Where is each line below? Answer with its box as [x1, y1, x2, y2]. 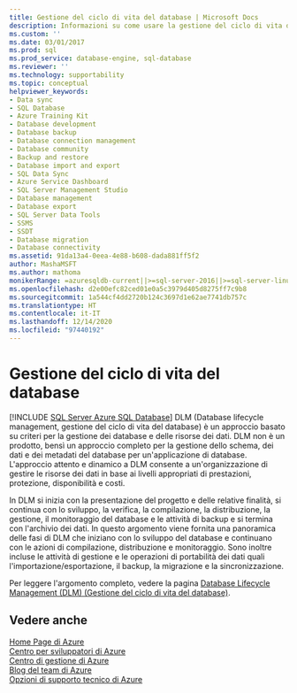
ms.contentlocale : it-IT [9, 309, 101, 319]
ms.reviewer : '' [9, 63, 69, 72]
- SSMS [9, 219, 34, 227]
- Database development [9, 120, 97, 129]
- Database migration [9, 235, 89, 244]
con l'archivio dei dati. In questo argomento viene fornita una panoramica [9, 523, 277, 534]
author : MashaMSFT [9, 260, 77, 269]
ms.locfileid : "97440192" [9, 326, 104, 335]
